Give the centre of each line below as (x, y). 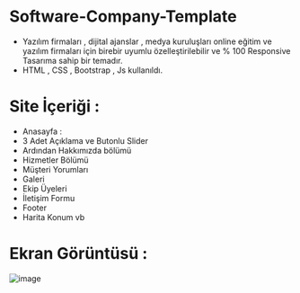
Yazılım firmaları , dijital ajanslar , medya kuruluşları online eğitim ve (147, 41)
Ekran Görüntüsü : (79, 254)
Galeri (33, 179)
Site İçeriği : (55, 107)
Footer (35, 208)
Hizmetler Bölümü (55, 160)
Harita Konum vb (53, 217)
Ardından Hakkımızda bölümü (77, 150)
